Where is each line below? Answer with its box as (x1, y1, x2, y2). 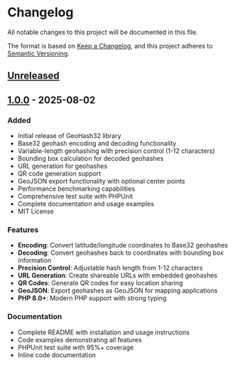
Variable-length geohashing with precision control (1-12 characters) (17, 147, 215, 155)
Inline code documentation (17, 350, 97, 359)
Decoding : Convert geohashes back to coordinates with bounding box (17, 248, 224, 257)
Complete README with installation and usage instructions (17, 328, 190, 337)
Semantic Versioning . (7, 49, 70, 58)
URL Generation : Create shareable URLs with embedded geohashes (17, 271, 218, 280)
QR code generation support (17, 169, 102, 178)
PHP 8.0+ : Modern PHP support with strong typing (17, 294, 167, 302)
